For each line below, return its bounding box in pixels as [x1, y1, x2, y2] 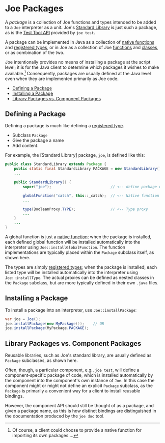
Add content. [12, 143, 39, 149]
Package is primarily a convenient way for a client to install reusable [5, 388, 140, 394]
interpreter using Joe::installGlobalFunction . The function [5, 244, 126, 250]
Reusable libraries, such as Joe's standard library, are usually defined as [5, 352, 152, 359]
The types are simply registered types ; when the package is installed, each [5, 264, 157, 270]
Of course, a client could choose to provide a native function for [12, 427, 142, 433]
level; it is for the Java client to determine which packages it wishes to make [5, 64, 160, 70]
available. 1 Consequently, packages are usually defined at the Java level [5, 69, 151, 76]
